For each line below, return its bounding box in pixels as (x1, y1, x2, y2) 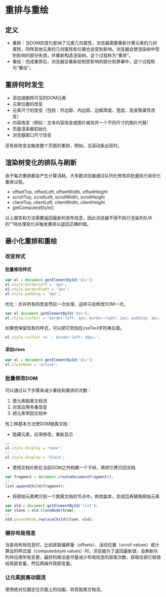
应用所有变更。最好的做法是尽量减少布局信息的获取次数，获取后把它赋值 (13, 554, 161, 560)
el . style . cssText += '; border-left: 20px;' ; (5, 335, 100, 340)
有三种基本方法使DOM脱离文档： (5, 420, 72, 427)
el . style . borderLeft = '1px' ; (5, 282, 68, 287)
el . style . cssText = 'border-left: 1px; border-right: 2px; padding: (5, 316, 149, 321)
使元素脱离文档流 (12, 398, 47, 403)
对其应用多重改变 (12, 404, 47, 410)
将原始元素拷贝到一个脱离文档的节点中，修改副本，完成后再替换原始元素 (12, 493, 160, 499)
